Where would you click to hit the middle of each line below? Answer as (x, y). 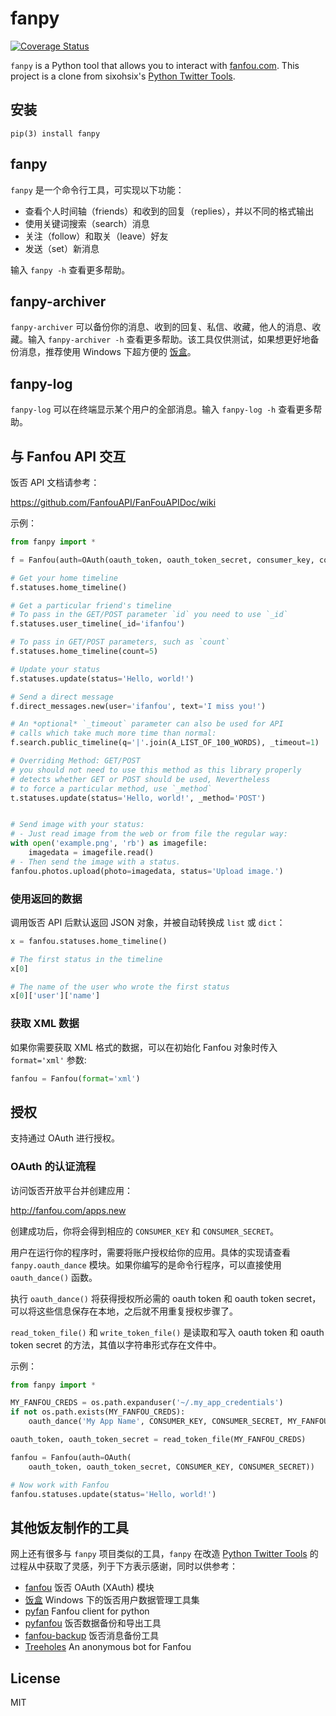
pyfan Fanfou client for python (87, 1611)
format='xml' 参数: (48, 1059)
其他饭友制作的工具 (69, 1527)
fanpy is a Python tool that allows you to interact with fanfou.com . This (155, 65)
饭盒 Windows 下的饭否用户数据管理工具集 (112, 1600)
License (35, 1678)
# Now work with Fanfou (60, 1485)
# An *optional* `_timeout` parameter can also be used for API (147, 724)
